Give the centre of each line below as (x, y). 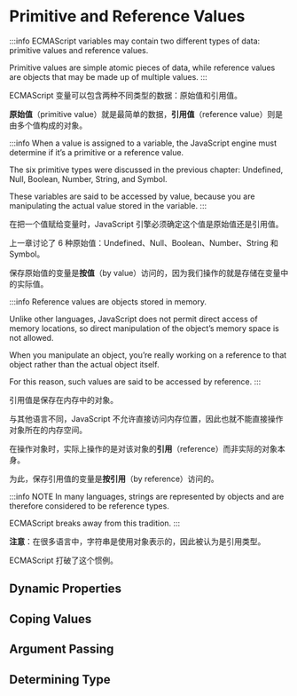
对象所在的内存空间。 (48, 430)
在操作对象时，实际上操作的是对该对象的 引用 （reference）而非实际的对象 (143, 448)
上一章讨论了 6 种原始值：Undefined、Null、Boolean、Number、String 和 (144, 242)
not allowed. (31, 337)
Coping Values (51, 619)
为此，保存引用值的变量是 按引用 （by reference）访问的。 (114, 478)
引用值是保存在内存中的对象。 (63, 399)
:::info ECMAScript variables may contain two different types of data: (135, 41)
